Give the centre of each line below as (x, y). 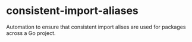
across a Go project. (31, 33)
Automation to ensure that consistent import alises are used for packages (96, 27)
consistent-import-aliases (72, 11)
